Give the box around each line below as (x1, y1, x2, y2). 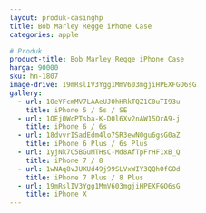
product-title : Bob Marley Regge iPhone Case (9, 55, 184, 64)
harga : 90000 (9, 63, 59, 73)
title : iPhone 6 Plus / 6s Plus (25, 140, 148, 149)
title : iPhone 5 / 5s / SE (25, 105, 128, 114)
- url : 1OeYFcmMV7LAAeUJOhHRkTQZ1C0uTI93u (17, 97, 181, 106)
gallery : (9, 88, 43, 98)
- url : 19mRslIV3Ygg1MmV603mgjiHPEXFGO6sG (17, 181, 181, 190)
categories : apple (9, 30, 79, 39)
